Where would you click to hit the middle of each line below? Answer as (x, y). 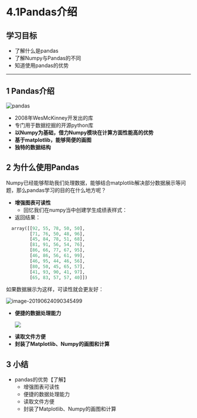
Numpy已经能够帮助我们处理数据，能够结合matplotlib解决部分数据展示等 (94, 183)
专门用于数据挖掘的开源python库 (54, 125)
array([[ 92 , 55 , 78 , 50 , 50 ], (48, 228)
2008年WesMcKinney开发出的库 (54, 117)
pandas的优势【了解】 (42, 380)
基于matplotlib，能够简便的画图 (53, 140)
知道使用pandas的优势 (42, 65)
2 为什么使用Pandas (43, 168)
